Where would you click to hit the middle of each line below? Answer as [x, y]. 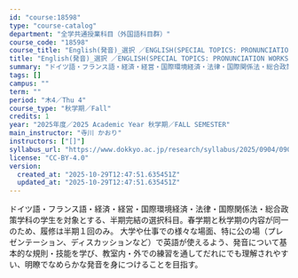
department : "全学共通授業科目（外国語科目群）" [90, 34]
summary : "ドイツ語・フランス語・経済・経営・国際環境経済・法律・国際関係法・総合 [145, 68]
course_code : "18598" [49, 42]
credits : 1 [29, 116]
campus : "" [29, 83]
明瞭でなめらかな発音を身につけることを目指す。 [114, 265]
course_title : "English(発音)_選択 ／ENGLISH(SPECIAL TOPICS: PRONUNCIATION [151, 51]
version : [25, 166]
